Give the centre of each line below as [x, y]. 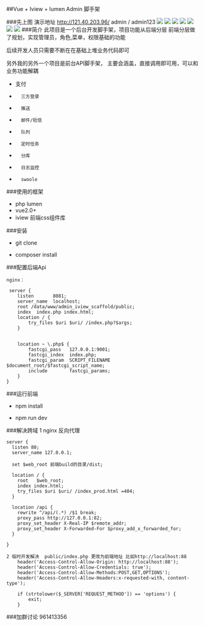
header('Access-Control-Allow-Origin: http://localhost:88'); [98, 562]
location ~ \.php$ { [43, 344]
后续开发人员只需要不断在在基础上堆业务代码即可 [68, 50]
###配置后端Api [27, 267]
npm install [29, 406]
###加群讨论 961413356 [37, 617]
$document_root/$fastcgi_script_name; [56, 366]
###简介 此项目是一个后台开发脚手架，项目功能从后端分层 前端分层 [106, 30]
